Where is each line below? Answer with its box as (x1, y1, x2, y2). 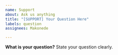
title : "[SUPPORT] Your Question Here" (5, 16, 89, 21)
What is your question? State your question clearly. (5, 44, 113, 50)
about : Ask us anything (5, 12, 55, 17)
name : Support (5, 7, 35, 12)
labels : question (5, 21, 42, 26)
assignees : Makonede (5, 26, 49, 31)
